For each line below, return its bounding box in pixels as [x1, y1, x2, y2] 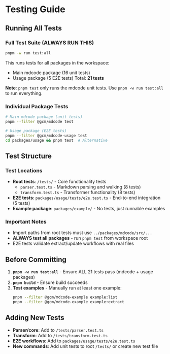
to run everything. [5, 90, 43, 96]
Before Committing [5, 255, 67, 264]
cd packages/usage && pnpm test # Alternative [5, 138, 108, 143]
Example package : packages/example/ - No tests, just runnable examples [12, 206, 165, 212]
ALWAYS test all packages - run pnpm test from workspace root [12, 235, 148, 241]
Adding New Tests [5, 313, 64, 322]
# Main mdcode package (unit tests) [5, 114, 83, 120]
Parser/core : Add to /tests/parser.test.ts [12, 327, 104, 333]
